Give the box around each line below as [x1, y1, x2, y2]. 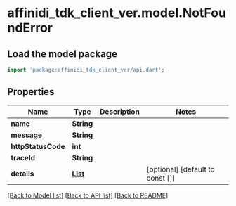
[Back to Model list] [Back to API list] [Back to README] [7, 191, 169, 200]
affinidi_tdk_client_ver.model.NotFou [7, 5, 227, 21]
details [11, 169, 34, 179]
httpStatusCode [11, 141, 65, 151]
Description [99, 107, 140, 117]
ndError [7, 20, 53, 36]
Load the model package [7, 48, 118, 60]
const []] [146, 173, 176, 183]
